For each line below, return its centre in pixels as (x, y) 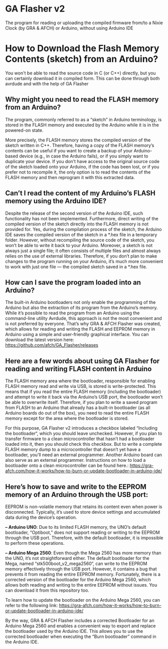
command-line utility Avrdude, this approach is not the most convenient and (83, 318)
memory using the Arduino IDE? (56, 201)
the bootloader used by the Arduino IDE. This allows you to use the (74, 631)
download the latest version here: (40, 340)
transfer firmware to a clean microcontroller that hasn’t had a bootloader (80, 439)
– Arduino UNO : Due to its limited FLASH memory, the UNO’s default (76, 527)
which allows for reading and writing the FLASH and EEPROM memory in (80, 329)
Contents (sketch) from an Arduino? (82, 59)
